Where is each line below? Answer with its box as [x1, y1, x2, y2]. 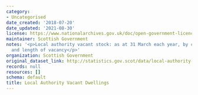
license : [6, 31, 28, 37]
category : [6, 8, 31, 15]
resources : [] [6, 69, 41, 75]
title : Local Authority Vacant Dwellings [6, 80, 110, 86]
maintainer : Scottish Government [6, 36, 88, 42]
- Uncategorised [6, 14, 46, 20]
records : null [6, 63, 41, 70]
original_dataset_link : [6, 58, 65, 64]
